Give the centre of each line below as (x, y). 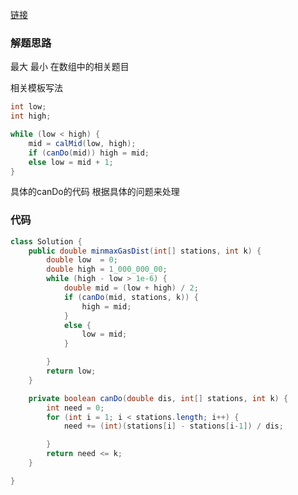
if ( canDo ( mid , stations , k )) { (131, 297)
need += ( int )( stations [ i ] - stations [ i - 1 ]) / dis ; (173, 426)
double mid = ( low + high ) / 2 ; (131, 288)
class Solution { (46, 241)
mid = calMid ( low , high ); (82, 143)
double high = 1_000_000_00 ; (107, 269)
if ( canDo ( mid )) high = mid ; (89, 153)
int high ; (31, 116)
